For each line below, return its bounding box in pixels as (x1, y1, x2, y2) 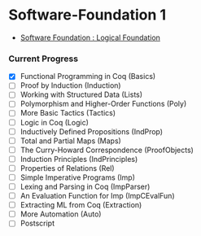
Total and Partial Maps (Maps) (20, 136, 122, 146)
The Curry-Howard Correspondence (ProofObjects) (20, 145, 194, 155)
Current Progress (8, 53, 79, 64)
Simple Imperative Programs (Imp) (20, 173, 136, 182)
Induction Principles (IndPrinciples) (20, 154, 138, 164)
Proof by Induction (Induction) (20, 81, 121, 90)
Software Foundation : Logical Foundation (20, 33, 161, 42)
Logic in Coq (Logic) (20, 117, 90, 127)
